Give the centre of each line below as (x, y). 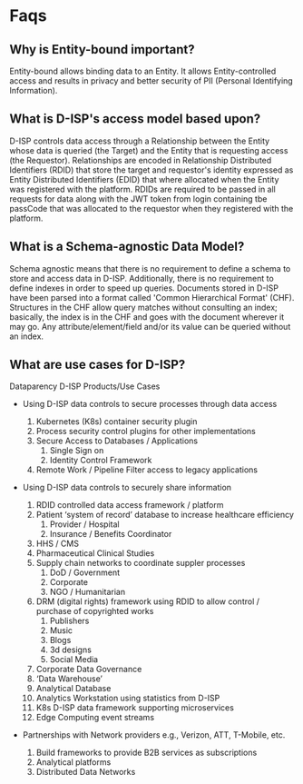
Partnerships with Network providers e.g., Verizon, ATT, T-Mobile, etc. (154, 735)
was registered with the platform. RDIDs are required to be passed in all (143, 189)
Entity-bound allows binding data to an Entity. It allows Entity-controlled (143, 71)
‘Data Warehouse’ (69, 679)
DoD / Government (85, 572)
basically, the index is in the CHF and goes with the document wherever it (147, 317)
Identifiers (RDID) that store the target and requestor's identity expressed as (151, 170)
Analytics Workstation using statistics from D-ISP (128, 698)
